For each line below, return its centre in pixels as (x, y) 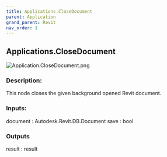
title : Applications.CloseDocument (49, 11)
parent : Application (31, 17)
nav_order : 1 (22, 28)
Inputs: (16, 109)
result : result (22, 149)
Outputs (18, 136)
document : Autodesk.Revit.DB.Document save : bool (70, 121)
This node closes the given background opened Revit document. (84, 93)
